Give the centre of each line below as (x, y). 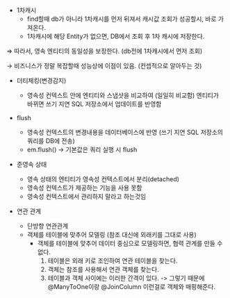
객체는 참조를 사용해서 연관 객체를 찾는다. (103, 269)
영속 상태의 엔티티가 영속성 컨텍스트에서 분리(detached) (103, 179)
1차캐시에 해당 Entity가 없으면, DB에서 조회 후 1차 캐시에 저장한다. (116, 36)
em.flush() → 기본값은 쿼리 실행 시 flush (82, 149)
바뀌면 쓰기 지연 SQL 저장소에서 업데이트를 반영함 (94, 104)
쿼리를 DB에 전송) (51, 141)
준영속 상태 (32, 164)
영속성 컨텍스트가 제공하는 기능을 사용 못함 (85, 188)
